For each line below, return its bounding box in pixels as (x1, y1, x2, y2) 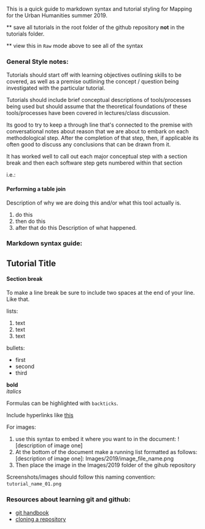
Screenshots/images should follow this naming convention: (6, 473, 156, 481)
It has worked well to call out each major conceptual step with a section (6, 153, 187, 160)
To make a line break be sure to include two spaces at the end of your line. (6, 289, 195, 297)
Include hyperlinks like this (6, 412, 74, 419)
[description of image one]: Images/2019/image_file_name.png (15, 455, 174, 463)
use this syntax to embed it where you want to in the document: (15, 436, 177, 443)
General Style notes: (6, 57, 69, 66)
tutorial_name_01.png (6, 481, 62, 487)
